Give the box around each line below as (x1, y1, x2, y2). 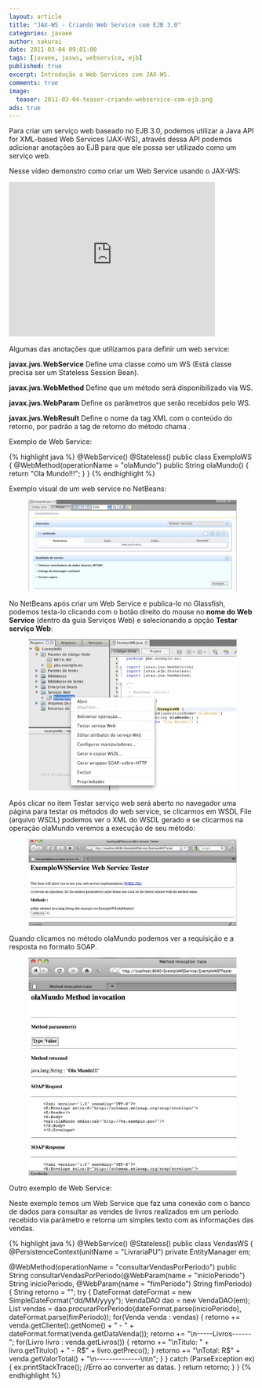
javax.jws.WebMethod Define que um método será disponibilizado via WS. (9, 383, 253, 392)
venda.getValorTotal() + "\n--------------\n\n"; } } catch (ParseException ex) (9, 1353, 256, 1363)
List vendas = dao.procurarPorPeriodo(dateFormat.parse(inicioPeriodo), (9, 1303, 242, 1313)
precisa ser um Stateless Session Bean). (9, 368, 140, 377)
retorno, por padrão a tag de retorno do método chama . (9, 422, 191, 432)
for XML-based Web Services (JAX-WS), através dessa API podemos (9, 134, 232, 144)
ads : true (9, 104, 42, 111)
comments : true (9, 78, 59, 86)
